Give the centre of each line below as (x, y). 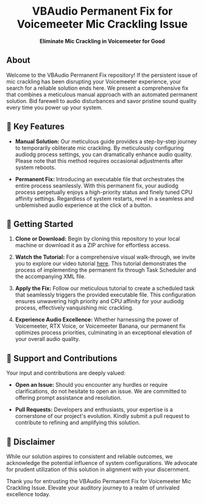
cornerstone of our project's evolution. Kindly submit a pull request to (102, 416)
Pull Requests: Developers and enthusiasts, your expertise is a (94, 409)
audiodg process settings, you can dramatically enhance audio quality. (104, 154)
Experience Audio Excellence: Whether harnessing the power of (97, 320)
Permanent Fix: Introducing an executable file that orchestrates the (100, 179)
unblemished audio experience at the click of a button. (83, 205)
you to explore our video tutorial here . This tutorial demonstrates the (101, 264)
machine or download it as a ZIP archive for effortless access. (93, 245)
